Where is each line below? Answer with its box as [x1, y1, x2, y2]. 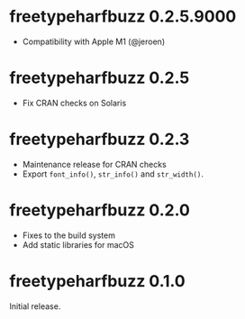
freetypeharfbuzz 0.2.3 [9, 129, 190, 150]
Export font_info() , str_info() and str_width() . [22, 169, 204, 179]
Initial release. [9, 300, 61, 312]
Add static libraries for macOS [22, 239, 135, 250]
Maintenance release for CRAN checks [22, 159, 167, 169]
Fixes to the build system [22, 230, 115, 241]
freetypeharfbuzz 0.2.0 [9, 200, 191, 220]
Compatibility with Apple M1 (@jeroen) [22, 36, 165, 47]
